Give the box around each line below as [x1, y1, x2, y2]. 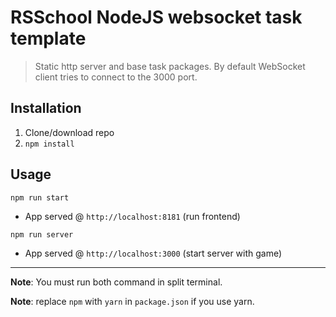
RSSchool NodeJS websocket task [10, 6, 303, 29]
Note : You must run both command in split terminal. [10, 276, 223, 288]
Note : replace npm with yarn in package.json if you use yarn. [10, 295, 255, 307]
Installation [10, 100, 82, 117]
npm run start [10, 192, 70, 203]
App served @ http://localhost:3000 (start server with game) [24, 247, 283, 259]
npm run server [10, 229, 74, 240]
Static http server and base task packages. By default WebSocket [34, 60, 306, 72]
